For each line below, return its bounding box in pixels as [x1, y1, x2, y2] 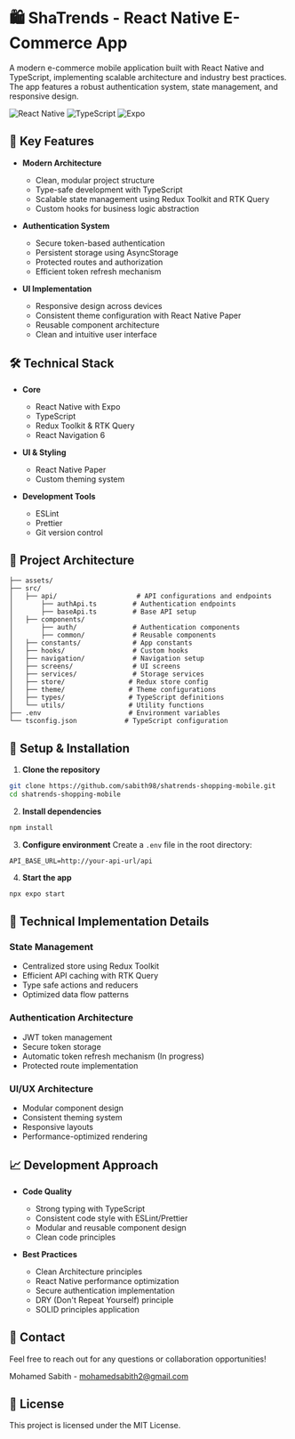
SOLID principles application [35, 1304, 140, 1314]
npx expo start [9, 889, 66, 898]
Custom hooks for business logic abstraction [35, 203, 200, 214]
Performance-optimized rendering [21, 1131, 148, 1142]
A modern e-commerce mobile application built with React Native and [9, 62, 265, 73]
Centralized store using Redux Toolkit [21, 961, 160, 972]
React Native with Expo [35, 401, 121, 411]
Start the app [21, 872, 73, 882]
